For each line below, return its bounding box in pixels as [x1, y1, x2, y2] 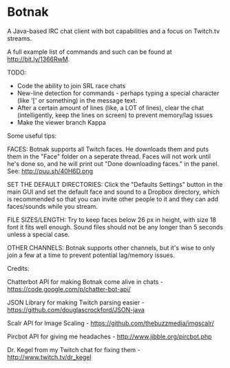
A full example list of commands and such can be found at [7, 48, 172, 56]
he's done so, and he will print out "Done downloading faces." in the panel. [7, 159, 219, 167]
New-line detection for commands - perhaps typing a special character [17, 89, 220, 97]
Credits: [7, 264, 30, 272]
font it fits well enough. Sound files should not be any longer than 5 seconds [7, 223, 224, 231]
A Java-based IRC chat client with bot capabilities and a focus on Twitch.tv [7, 27, 220, 35]
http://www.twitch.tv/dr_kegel [7, 353, 92, 361]
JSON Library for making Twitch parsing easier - [7, 298, 145, 307]
